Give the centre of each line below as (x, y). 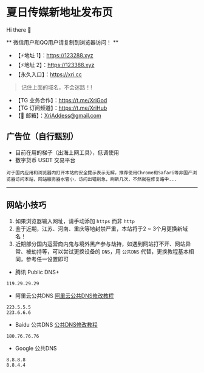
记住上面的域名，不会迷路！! (56, 87)
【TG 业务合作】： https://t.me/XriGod (61, 100)
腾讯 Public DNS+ (37, 272)
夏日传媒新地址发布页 (60, 12)
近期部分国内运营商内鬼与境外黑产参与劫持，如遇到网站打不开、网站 (100, 244)
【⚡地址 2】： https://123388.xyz (55, 65)
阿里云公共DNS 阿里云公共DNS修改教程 (64, 296)
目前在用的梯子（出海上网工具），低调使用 (67, 152)
